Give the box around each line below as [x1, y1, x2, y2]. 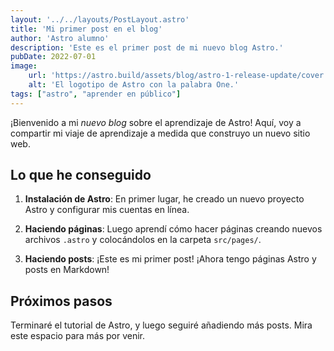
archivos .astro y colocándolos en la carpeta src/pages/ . [24, 234, 262, 246]
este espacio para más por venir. [10, 330, 146, 342]
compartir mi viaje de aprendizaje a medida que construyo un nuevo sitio [10, 127, 311, 139]
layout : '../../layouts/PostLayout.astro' [10, 14, 190, 25]
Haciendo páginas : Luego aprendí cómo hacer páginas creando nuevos [24, 223, 323, 235]
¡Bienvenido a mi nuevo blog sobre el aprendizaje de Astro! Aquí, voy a [10, 116, 302, 128]
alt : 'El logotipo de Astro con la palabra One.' [28, 80, 240, 90]
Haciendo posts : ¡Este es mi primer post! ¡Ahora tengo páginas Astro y [24, 253, 317, 265]
